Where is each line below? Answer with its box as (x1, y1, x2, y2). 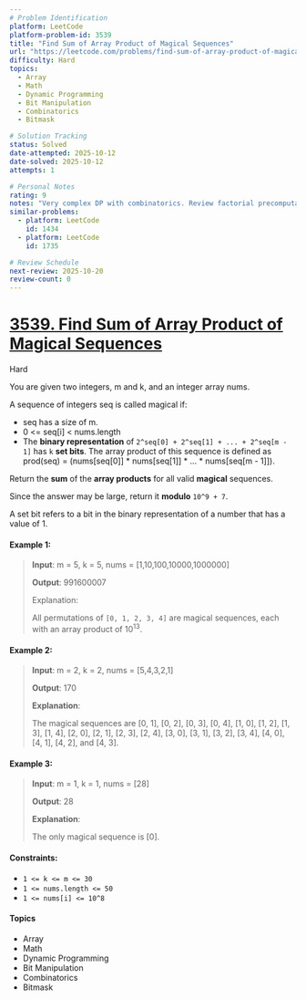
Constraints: (9, 852, 58, 863)
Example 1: (9, 539, 52, 550)
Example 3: (9, 758, 53, 769)
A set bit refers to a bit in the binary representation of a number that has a (9, 508, 286, 520)
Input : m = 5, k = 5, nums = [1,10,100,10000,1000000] (31, 559, 230, 570)
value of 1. (9, 518, 48, 529)
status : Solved (9, 141, 67, 150)
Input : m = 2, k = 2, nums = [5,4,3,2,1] (31, 665, 174, 676)
